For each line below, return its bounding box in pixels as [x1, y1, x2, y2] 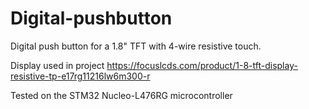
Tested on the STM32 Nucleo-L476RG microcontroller [10, 89, 233, 101]
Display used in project [10, 59, 105, 71]
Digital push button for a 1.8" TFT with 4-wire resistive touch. [10, 40, 262, 52]
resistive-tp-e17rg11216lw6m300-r [10, 70, 151, 82]
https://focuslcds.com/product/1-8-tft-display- [106, 59, 298, 71]
